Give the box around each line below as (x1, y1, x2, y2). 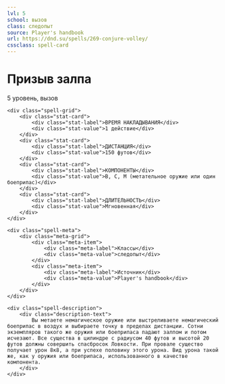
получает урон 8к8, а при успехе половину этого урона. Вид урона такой (7, 346, 219, 353)
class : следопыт (7, 23, 53, 29)
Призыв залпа (7, 71, 92, 87)
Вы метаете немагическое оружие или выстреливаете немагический (31, 316, 219, 324)
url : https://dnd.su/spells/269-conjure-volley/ (7, 36, 148, 42)
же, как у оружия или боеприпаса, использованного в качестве (7, 353, 188, 359)
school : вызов (7, 16, 48, 23)
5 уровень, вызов (7, 94, 58, 102)
